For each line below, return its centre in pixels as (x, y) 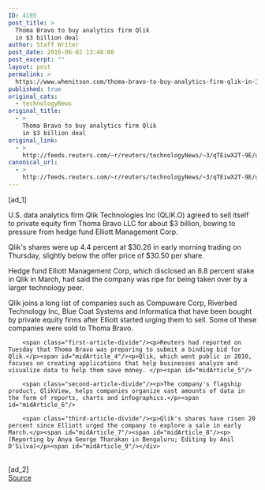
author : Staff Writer (44, 45)
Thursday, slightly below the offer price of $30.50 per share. (106, 255)
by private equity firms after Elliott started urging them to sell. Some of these (132, 319)
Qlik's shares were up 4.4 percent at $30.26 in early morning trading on (125, 247)
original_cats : (33, 96)
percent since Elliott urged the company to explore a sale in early (125, 425)
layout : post (30, 67)
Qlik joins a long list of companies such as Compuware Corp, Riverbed (123, 303)
